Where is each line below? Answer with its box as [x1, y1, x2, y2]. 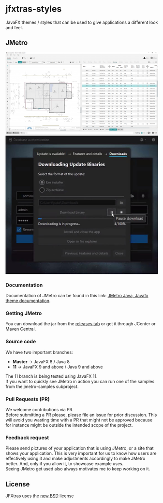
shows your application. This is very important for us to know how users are [5, 451, 157, 456]
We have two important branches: [5, 349, 73, 355]
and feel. [5, 24, 23, 30]
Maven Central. [5, 326, 36, 332]
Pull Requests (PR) [5, 396, 50, 402]
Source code [5, 338, 36, 345]
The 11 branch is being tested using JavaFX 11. [5, 373, 98, 379]
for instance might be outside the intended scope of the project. [5, 422, 133, 428]
